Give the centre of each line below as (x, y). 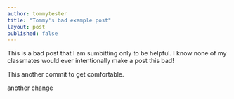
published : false (33, 33)
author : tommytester (38, 14)
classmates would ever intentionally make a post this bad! (91, 61)
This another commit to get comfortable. (66, 74)
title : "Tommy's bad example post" (59, 20)
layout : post (26, 27)
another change (30, 88)
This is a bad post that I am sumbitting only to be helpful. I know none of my (117, 53)
